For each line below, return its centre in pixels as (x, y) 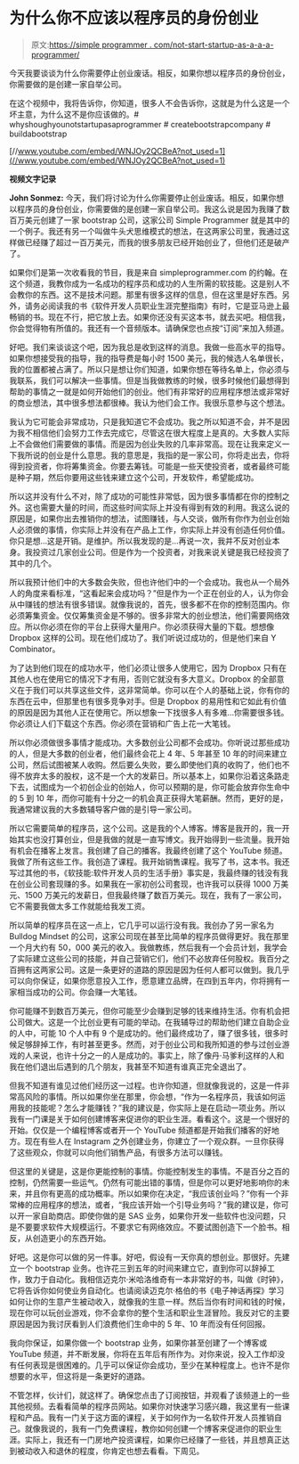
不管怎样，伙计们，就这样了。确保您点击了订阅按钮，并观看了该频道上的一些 (149, 1394)
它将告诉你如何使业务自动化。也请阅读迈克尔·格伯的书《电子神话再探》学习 (147, 1290)
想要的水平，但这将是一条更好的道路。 (79, 1376)
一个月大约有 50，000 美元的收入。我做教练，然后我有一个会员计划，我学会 (148, 947)
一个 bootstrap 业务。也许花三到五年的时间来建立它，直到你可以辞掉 (142, 1268)
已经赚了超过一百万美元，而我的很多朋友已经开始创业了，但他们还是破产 (157, 242)
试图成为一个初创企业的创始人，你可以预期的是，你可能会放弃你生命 (157, 787)
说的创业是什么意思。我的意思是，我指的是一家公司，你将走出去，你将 (161, 454)
